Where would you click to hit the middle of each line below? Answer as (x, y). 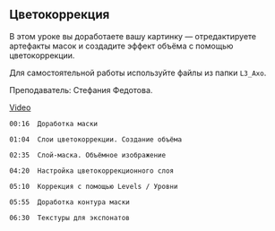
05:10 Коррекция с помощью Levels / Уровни (94, 186)
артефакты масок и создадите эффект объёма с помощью (121, 46)
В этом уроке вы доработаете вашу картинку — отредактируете (133, 36)
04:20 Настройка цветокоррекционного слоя (92, 171)
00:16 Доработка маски (54, 124)
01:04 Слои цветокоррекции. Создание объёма (95, 139)
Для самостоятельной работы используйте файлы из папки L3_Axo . (138, 73)
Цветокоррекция (60, 15)
